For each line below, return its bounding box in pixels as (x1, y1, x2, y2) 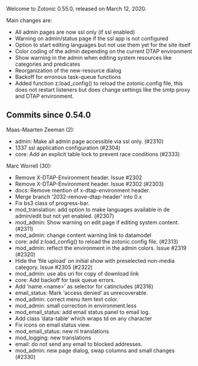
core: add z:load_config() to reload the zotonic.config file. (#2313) (14, 238, 179, 245)
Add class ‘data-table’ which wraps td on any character (14, 315, 152, 322)
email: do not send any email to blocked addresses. (14, 340, 143, 347)
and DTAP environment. (14, 93, 74, 99)
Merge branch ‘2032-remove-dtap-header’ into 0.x (14, 193, 143, 200)
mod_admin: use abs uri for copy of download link (14, 270, 140, 277)
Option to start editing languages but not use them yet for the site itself (14, 42, 191, 48)
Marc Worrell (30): (6, 162, 52, 169)
